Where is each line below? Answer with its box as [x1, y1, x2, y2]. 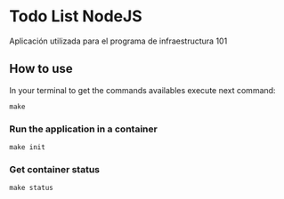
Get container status [9, 163, 101, 175]
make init [9, 143, 46, 152]
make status [9, 184, 53, 193]
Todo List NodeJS [9, 6, 142, 27]
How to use [9, 61, 73, 76]
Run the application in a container [9, 123, 158, 135]
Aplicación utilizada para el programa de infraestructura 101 [9, 36, 228, 46]
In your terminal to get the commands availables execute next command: [9, 84, 276, 95]
